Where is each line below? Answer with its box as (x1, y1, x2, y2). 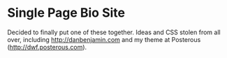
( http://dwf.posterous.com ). (7, 43, 87, 51)
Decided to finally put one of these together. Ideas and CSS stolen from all (7, 28, 221, 36)
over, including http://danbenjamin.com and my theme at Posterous (7, 35, 201, 43)
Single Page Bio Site (7, 5, 126, 21)
